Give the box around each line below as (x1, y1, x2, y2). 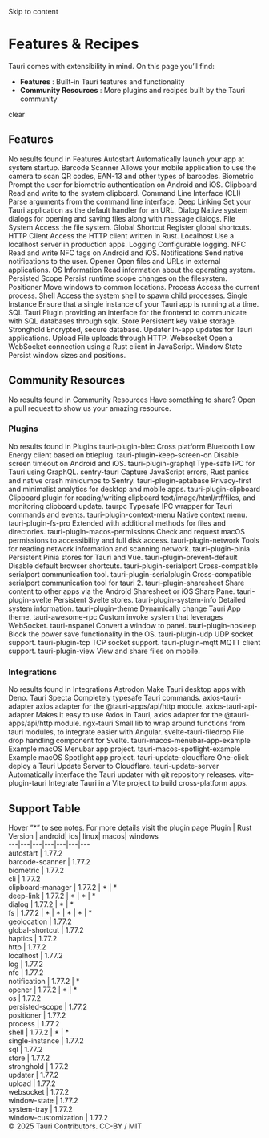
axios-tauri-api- (205, 701, 258, 711)
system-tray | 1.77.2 (8, 1103, 74, 1114)
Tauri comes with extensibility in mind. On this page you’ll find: (8, 61, 215, 71)
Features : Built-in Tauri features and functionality (19, 76, 185, 87)
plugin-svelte (8, 595, 52, 604)
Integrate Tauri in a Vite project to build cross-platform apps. (48, 778, 248, 788)
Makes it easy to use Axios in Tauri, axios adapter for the (35, 710, 223, 720)
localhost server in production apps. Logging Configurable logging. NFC (8, 239, 247, 249)
